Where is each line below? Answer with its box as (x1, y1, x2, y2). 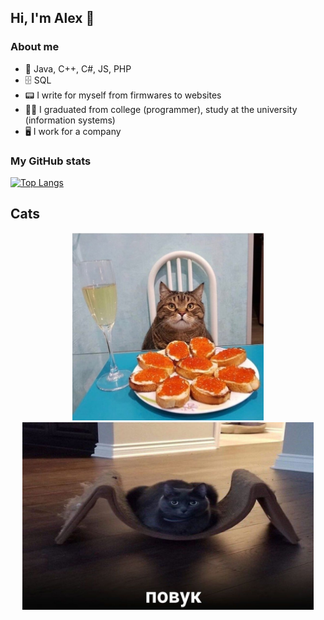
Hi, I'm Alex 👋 (10, 10, 95, 27)
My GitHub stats (10, 154, 92, 168)
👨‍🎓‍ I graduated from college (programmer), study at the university (24, 103, 298, 115)
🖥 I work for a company (24, 125, 122, 137)
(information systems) (24, 114, 116, 126)
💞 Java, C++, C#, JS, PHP (24, 62, 132, 75)
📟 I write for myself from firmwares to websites (24, 89, 222, 101)
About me (10, 40, 60, 54)
